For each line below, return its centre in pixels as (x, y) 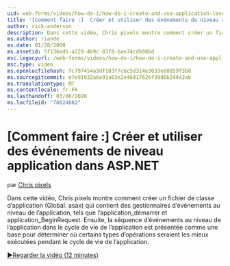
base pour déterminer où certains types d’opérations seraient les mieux (108, 234)
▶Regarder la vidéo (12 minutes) (53, 255)
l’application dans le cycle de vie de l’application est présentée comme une (113, 227)
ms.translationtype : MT (41, 84)
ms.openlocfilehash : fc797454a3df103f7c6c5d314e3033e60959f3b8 (99, 71)
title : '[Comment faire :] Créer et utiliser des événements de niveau (113, 20)
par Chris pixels (29, 184)
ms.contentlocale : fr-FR (42, 90)
